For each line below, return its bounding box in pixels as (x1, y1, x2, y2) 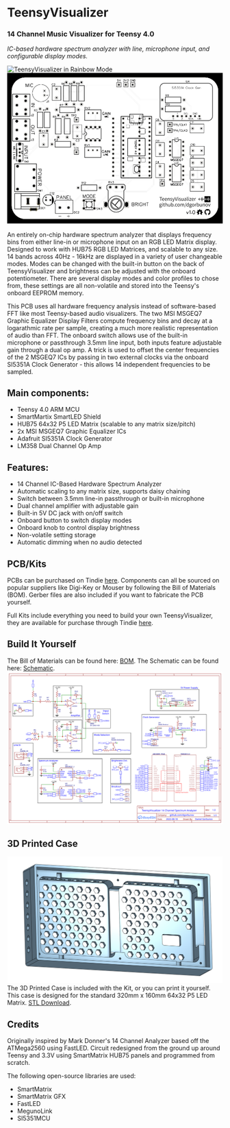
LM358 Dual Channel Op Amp (16, 442, 101, 450)
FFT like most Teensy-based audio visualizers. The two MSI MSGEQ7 (7, 309, 203, 317)
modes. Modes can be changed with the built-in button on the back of (7, 259, 205, 268)
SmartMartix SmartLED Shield (16, 413, 101, 421)
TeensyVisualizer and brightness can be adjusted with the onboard (7, 267, 196, 275)
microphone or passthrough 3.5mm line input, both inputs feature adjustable (7, 338, 222, 347)
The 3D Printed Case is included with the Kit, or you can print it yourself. (7, 984, 211, 992)
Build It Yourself (7, 639, 77, 650)
